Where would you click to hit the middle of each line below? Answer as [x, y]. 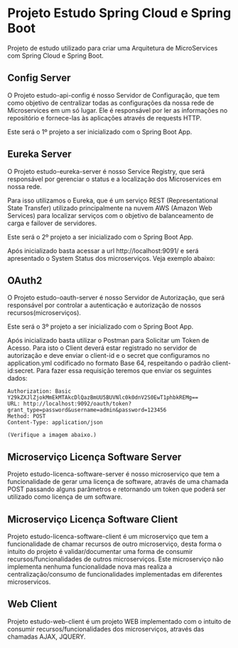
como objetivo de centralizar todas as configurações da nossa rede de [111, 103]
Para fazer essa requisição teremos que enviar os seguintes [124, 371]
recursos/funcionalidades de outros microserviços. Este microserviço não [115, 559]
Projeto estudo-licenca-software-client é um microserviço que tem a [108, 536]
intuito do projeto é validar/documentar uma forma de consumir [100, 551]
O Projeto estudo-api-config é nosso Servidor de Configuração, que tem [114, 95]
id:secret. [21, 371]
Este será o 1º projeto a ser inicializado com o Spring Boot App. [100, 132]
